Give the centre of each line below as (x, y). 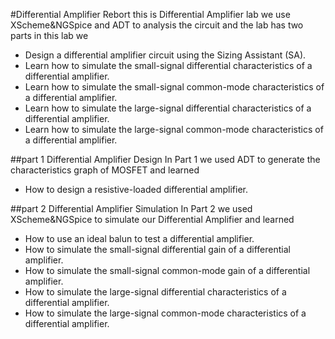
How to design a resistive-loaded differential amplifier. (136, 189)
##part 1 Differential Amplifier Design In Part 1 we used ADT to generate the (165, 159)
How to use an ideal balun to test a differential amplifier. (139, 238)
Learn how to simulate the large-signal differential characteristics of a (168, 108)
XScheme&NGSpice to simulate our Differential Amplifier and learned (152, 219)
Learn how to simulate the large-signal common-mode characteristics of (174, 129)
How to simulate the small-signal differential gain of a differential (157, 249)
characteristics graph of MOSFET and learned (105, 170)
